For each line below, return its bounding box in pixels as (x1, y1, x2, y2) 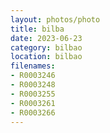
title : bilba (10, 24, 65, 34)
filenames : (10, 61, 56, 71)
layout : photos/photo (10, 14, 101, 25)
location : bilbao (10, 52, 83, 62)
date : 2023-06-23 (10, 33, 83, 43)
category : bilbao (10, 42, 83, 53)
